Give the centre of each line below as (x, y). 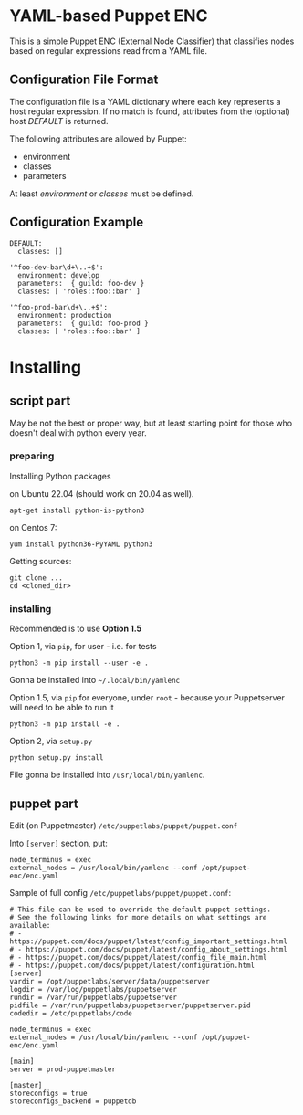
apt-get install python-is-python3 (77, 510)
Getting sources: (41, 561)
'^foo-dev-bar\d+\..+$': (57, 267)
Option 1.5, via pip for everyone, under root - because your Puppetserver (147, 698)
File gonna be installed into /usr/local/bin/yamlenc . (107, 775)
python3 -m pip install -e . (65, 724)
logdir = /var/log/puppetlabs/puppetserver (94, 989)
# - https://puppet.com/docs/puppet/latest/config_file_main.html (138, 957)
